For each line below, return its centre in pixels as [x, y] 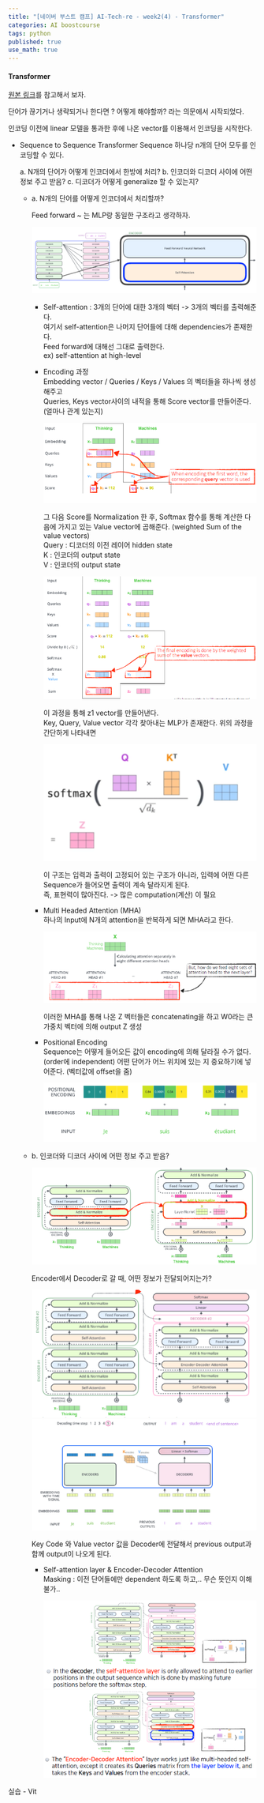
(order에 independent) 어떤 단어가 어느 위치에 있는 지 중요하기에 [143, 1062]
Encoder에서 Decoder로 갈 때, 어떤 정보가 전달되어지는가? [122, 1278]
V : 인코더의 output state [82, 564]
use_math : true [33, 50]
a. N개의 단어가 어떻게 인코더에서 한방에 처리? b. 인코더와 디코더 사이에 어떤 [136, 172]
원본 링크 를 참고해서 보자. [47, 95]
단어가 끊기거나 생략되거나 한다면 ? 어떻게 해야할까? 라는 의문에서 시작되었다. [126, 111]
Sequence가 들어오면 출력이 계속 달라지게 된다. [116, 885]
